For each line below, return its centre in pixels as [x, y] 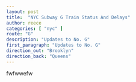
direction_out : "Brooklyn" [40, 51]
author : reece [24, 23]
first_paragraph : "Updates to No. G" [54, 45]
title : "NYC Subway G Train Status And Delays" [68, 17]
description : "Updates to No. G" [48, 40]
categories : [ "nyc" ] [35, 28]
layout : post [23, 12]
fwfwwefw [20, 73]
